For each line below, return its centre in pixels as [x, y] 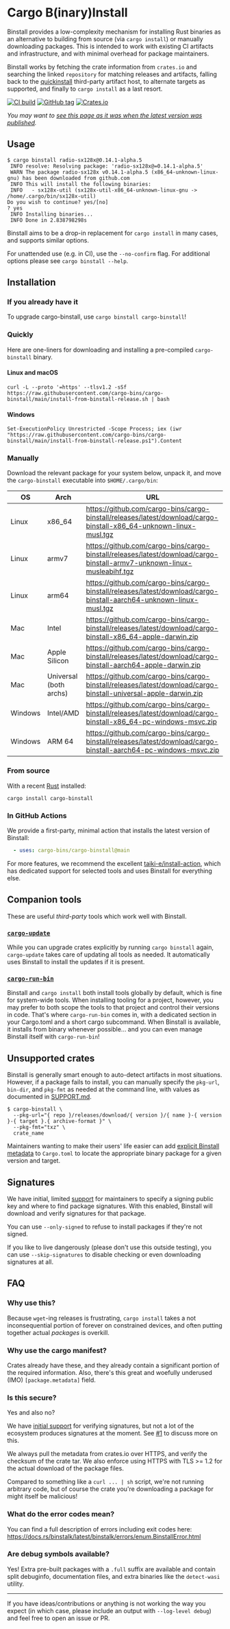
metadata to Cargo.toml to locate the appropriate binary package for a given [114, 1153]
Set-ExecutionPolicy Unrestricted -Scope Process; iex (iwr [95, 429]
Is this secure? [32, 1398]
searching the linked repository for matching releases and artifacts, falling [112, 74]
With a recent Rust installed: [47, 786]
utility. [16, 1584]
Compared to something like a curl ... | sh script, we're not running [105, 1482]
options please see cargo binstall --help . [68, 261]
